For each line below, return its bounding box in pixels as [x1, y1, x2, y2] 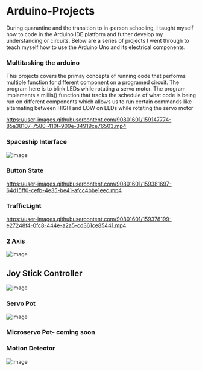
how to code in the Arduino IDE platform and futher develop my [6, 30, 163, 37]
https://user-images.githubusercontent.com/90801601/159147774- [6, 116, 172, 123]
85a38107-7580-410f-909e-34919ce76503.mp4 [6, 123, 127, 130]
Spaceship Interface [6, 138, 68, 146]
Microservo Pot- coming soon [6, 328, 95, 337]
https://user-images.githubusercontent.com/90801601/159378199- [6, 216, 172, 223]
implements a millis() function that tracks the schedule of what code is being [6, 92, 197, 99]
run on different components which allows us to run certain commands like [6, 98, 192, 105]
